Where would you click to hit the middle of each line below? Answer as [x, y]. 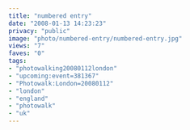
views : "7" [27, 46]
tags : [17, 61]
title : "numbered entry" [50, 16]
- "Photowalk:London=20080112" [61, 83]
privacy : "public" [39, 31]
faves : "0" [27, 53]
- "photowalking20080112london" [63, 69]
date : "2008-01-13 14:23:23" [57, 23]
